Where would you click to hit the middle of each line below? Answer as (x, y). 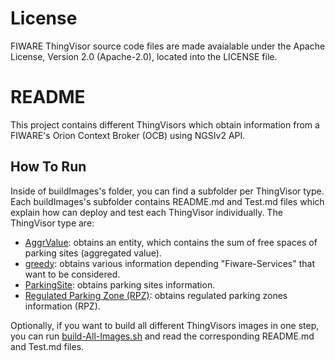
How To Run (48, 167)
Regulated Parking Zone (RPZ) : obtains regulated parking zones (156, 295)
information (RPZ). (62, 306)
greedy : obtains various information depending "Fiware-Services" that (170, 263)
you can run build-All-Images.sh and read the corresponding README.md (162, 336)
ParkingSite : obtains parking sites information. (120, 284)
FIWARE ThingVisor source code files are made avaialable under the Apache (168, 46)
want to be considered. (72, 274)
